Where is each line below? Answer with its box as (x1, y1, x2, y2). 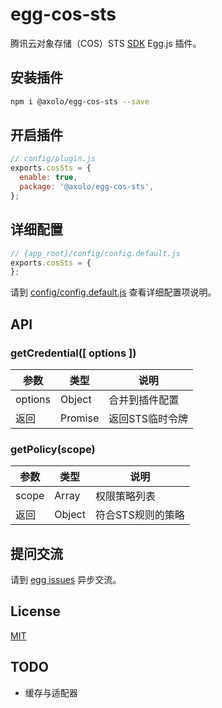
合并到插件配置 (108, 393, 180, 407)
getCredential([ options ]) (10, 346, 137, 360)
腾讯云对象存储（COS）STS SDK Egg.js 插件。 (10, 37, 202, 49)
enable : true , (19, 173, 78, 183)
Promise (60, 411, 100, 425)
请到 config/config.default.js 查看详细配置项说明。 (10, 286, 217, 298)
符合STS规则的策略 (94, 508, 185, 522)
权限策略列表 (94, 489, 156, 503)
